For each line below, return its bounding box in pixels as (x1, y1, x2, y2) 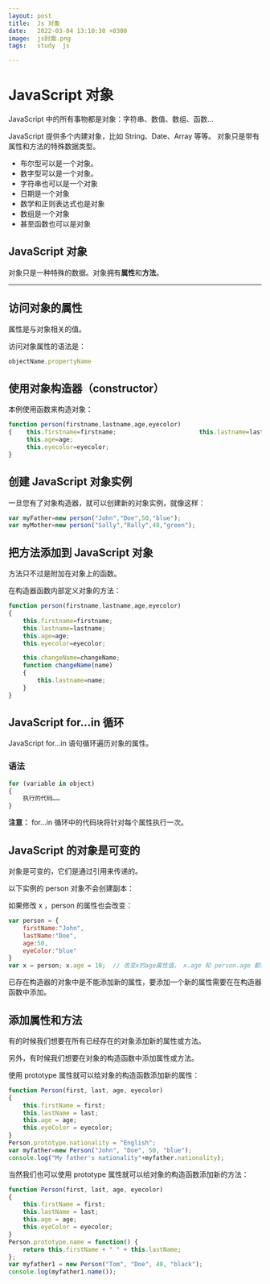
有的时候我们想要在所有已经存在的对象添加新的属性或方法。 (8, 1036, 206, 1045)
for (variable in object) (8, 779, 95, 787)
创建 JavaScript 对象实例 (8, 475, 133, 488)
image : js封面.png (8, 34, 72, 43)
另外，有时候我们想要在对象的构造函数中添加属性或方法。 (8, 1053, 198, 1062)
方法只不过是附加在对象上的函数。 (8, 569, 121, 579)
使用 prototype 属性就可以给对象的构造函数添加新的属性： (8, 1070, 200, 1080)
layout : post (8, 11, 52, 20)
